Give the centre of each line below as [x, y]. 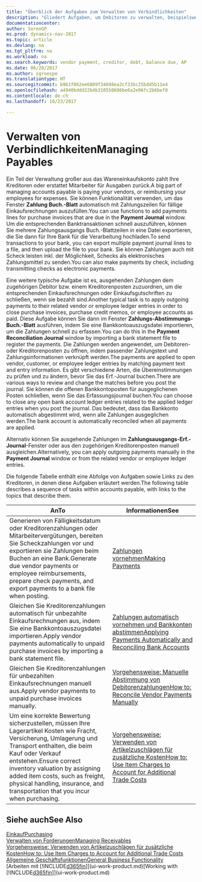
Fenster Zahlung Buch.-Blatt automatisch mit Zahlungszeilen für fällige [95, 204]
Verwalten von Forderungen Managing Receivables [69, 840]
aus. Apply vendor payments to [53, 690]
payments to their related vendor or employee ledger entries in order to [94, 305]
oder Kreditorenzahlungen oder [54, 528]
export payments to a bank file [52, 588]
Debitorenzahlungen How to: [152, 687]
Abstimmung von [136, 680]
